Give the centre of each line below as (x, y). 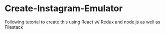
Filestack (14, 27)
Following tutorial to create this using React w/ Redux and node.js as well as (82, 22)
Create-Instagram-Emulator (64, 8)
